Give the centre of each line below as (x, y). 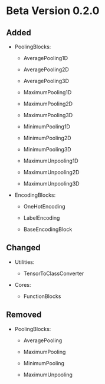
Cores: (23, 284)
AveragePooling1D (46, 58)
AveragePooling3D (46, 81)
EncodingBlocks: (35, 195)
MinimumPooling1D (47, 127)
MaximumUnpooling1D (51, 161)
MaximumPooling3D (48, 115)
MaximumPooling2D (48, 104)
